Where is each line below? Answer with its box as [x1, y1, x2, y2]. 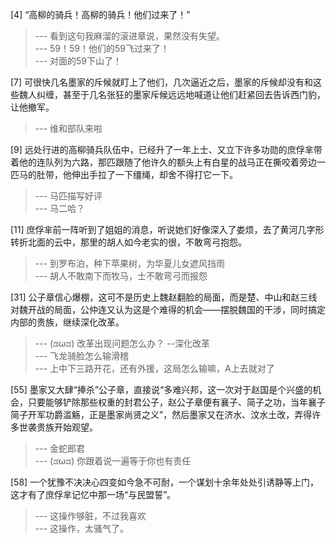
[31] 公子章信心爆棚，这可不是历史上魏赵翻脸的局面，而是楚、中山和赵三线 [10, 291, 318, 303]
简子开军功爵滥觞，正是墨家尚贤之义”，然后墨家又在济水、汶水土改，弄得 [10, 409, 313, 420]
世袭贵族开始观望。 [18, 421, 98, 433]
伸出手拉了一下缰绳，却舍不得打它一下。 [71, 169, 238, 180]
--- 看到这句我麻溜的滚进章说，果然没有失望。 [34, 30, 226, 42]
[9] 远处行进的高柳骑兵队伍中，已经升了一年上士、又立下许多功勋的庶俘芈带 [10, 144, 323, 155]
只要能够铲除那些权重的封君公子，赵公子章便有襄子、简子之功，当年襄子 [27, 396, 326, 408]
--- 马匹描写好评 [34, 190, 103, 202]
